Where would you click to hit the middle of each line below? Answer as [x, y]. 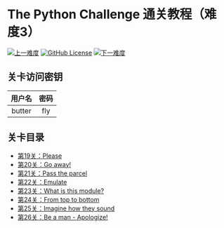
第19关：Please [40, 156]
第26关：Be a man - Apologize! [62, 217]
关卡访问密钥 [35, 77]
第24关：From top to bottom [58, 199]
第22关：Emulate [42, 182]
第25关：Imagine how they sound [66, 208]
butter [21, 111]
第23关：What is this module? [60, 191]
